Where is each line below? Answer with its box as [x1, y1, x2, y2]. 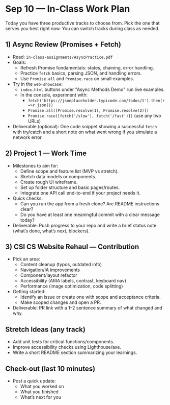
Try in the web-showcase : [12, 81, 63, 87]
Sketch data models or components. [20, 173, 97, 179]
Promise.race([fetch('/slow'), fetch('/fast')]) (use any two [27, 112, 161, 118]
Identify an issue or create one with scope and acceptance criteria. [20, 294, 161, 300]
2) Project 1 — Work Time [5, 149, 87, 158]
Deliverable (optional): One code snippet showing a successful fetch [12, 123, 157, 129]
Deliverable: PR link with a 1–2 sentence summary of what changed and [12, 305, 163, 311]
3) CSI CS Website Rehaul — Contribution [5, 242, 139, 251]
